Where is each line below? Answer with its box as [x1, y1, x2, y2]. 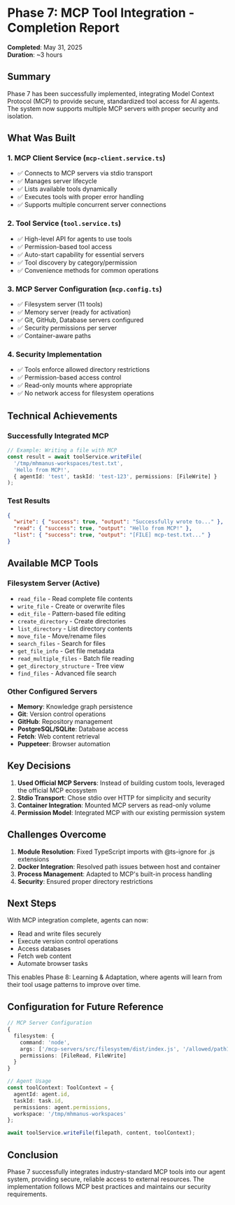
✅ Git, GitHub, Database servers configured [17, 316, 144, 324]
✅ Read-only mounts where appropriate [17, 381, 133, 390]
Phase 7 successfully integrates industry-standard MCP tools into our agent [7, 1167, 226, 1176]
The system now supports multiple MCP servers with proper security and [7, 104, 219, 113]
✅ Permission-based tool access [17, 242, 113, 250]
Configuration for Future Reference [7, 1001, 164, 1013]
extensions [17, 854, 50, 863]
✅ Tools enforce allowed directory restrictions [17, 365, 150, 374]
